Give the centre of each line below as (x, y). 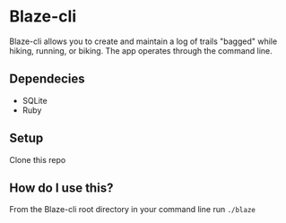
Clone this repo (38, 159)
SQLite (35, 100)
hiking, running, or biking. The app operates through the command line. (141, 50)
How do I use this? (61, 188)
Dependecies (47, 79)
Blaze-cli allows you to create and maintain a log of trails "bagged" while (143, 41)
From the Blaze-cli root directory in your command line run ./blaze (133, 210)
